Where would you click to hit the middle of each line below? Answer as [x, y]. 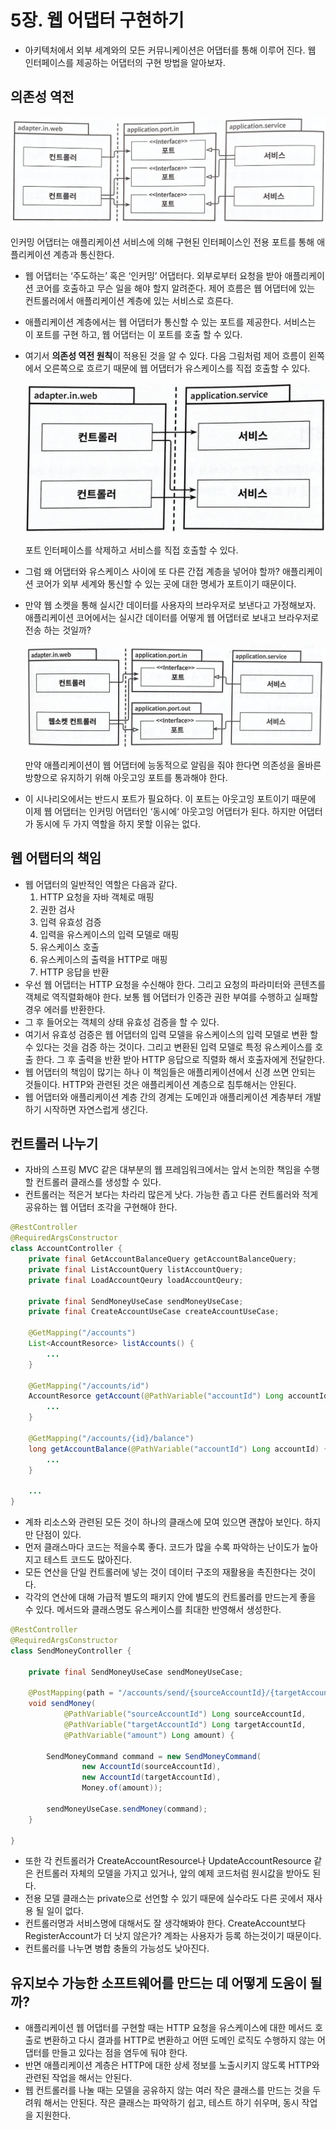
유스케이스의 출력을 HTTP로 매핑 [103, 959]
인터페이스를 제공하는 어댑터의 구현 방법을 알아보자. [125, 62]
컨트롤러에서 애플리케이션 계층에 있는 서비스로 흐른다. [129, 300]
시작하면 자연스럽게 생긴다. [95, 1109]
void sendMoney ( [62, 1704]
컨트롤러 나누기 [54, 1144]
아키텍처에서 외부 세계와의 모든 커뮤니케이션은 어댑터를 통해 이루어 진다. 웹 [170, 50]
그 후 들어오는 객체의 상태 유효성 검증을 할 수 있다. [122, 1022]
